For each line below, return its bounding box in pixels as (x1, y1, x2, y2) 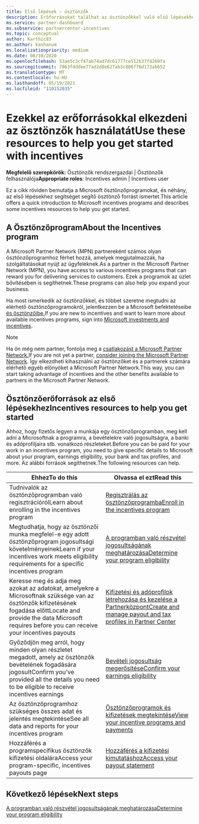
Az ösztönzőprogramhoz (9, 700, 78, 708)
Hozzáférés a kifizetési (105, 746, 169, 755)
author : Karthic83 (6, 36, 52, 42)
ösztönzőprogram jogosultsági (9, 538, 94, 546)
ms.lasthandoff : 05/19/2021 (6, 81, 76, 87)
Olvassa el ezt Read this (114, 474, 182, 482)
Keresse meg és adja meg (9, 577, 81, 585)
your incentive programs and (105, 718, 186, 727)
